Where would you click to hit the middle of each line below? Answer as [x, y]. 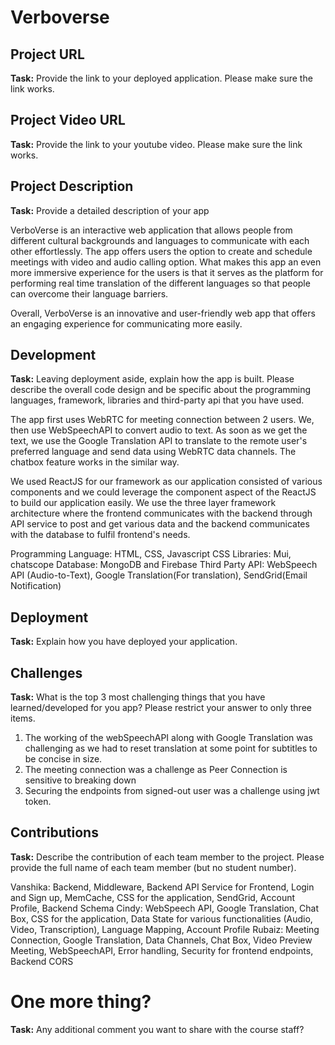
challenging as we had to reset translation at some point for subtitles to [171, 748]
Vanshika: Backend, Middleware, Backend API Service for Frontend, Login [162, 887]
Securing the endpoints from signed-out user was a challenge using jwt [172, 791]
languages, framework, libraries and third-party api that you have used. [157, 400]
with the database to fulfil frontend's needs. [100, 535]
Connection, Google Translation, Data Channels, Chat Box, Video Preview [161, 940]
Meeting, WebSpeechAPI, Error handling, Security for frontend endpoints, [162, 950]
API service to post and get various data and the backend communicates [160, 524]
